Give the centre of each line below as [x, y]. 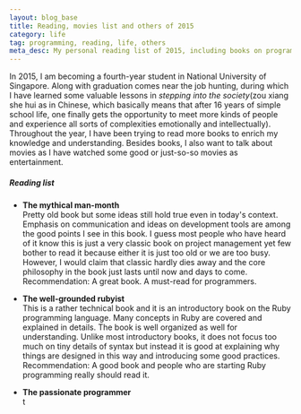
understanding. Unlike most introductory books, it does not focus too [150, 337]
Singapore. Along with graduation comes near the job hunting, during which [149, 86]
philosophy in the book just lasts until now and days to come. [135, 272]
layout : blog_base [43, 17]
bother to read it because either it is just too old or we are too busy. [146, 253]
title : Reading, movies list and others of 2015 [102, 26]
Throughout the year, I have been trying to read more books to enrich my [144, 134]
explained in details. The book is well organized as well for [130, 327]
